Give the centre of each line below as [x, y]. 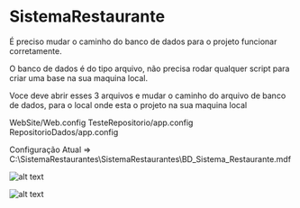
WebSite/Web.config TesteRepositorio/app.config [101, 122]
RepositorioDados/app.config [64, 131]
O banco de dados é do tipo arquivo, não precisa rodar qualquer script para [150, 68]
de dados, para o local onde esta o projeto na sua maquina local [128, 104]
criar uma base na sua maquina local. [79, 77]
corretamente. [36, 50]
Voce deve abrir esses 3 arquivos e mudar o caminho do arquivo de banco [148, 95]
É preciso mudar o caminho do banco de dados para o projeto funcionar [143, 41]
